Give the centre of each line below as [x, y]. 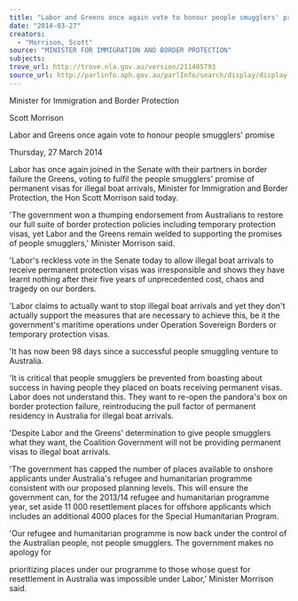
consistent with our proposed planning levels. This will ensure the [129, 487]
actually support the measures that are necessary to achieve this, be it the [145, 315]
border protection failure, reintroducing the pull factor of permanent [133, 406]
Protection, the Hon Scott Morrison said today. [94, 197]
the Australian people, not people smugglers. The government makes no [141, 542]
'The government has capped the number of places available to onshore [141, 469]
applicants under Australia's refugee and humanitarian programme [131, 478]
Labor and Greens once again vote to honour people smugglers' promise [142, 135]
